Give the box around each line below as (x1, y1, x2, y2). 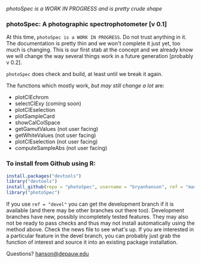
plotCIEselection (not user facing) (14, 138, 98, 145)
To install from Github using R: (6, 160, 96, 168)
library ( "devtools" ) (6, 179, 58, 185)
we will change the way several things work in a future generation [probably (6, 53, 193, 60)
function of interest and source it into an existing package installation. (6, 238, 178, 246)
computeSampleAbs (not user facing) (14, 145, 108, 152)
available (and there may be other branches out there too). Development (6, 207, 184, 214)
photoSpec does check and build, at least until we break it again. (6, 71, 163, 78)
